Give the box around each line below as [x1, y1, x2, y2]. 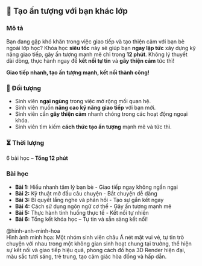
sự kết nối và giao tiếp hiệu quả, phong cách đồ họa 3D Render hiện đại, [6, 246, 186, 253]
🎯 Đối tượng [6, 84, 41, 92]
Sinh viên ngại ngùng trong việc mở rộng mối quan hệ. [14, 97, 151, 104]
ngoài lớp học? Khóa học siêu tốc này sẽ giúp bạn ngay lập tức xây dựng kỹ [6, 44, 196, 51]
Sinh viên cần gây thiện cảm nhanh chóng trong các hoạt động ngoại [14, 110, 188, 118]
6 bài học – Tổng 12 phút [6, 154, 68, 162]
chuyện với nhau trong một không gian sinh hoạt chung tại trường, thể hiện [6, 239, 192, 247]
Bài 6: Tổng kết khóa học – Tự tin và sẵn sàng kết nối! [14, 215, 148, 223]
